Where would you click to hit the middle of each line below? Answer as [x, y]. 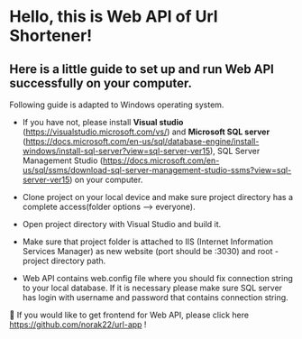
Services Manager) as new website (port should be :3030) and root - [151, 251]
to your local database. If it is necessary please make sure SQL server [152, 288]
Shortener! [51, 36]
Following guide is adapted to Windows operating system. [117, 105]
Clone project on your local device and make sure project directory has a [157, 197]
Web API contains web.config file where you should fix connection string [157, 278]
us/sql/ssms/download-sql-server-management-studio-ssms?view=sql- [157, 170]
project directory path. [64, 261]
